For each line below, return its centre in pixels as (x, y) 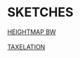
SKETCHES (40, 12)
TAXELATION (26, 47)
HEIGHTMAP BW (32, 32)
